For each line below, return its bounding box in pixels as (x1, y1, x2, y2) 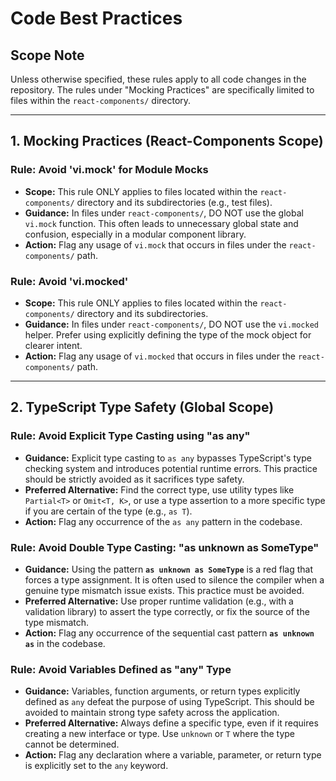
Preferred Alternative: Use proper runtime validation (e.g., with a (24, 595, 294, 607)
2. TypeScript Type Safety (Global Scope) (10, 399, 275, 416)
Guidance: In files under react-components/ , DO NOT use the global (24, 207, 304, 219)
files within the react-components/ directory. (10, 95, 192, 106)
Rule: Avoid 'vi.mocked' (10, 274, 129, 288)
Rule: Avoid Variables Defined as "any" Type (10, 662, 232, 676)
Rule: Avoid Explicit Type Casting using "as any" (10, 429, 251, 443)
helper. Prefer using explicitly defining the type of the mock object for (24, 328, 312, 341)
